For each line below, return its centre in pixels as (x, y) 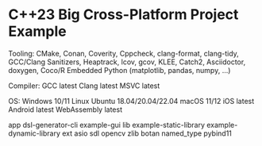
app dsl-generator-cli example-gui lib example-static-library (106, 125)
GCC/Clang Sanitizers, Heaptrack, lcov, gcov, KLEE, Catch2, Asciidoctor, (127, 62)
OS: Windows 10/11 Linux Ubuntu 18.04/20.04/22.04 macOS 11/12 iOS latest (131, 101)
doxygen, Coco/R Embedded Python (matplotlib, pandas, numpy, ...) (119, 70)
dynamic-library (35, 133)
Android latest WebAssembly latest (65, 109)
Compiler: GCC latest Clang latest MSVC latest (84, 86)
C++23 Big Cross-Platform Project (123, 15)
